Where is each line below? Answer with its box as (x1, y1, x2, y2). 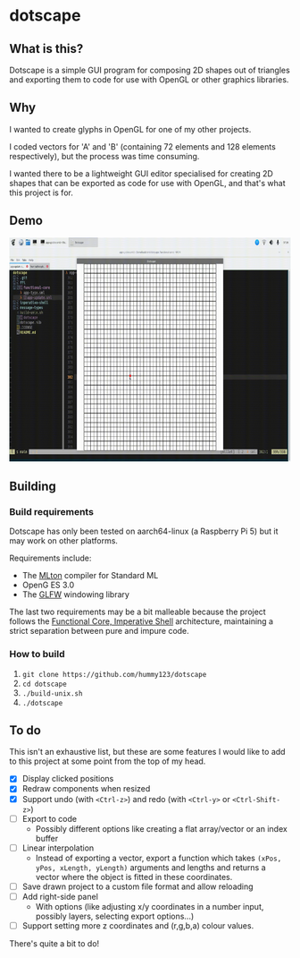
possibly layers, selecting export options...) (35, 911, 195, 921)
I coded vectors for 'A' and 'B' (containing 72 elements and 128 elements (9, 141, 277, 152)
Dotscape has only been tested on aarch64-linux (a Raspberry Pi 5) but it (9, 526, 279, 537)
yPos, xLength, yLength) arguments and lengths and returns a (35, 861, 266, 873)
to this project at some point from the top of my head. (9, 756, 206, 766)
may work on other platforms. (9, 535, 119, 546)
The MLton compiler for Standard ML (21, 570, 159, 581)
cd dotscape (21, 680, 67, 689)
